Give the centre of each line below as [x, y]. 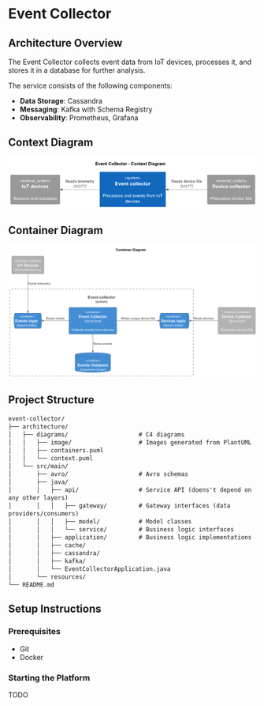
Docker [32, 657]
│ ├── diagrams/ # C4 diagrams [97, 434]
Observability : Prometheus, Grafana [79, 118]
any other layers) [38, 498]
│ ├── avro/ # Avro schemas [99, 474]
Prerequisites [34, 632]
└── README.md [32, 585]
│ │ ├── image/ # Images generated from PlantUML [130, 442]
